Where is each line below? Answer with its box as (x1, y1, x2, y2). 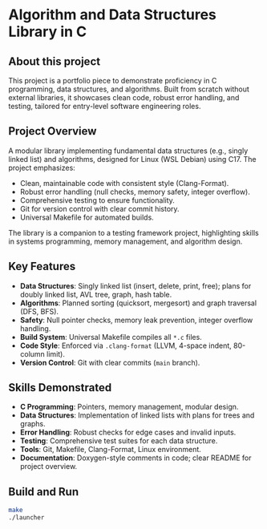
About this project (8, 55, 101, 68)
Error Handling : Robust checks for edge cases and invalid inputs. (19, 427, 237, 438)
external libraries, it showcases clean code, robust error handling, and (8, 93, 240, 102)
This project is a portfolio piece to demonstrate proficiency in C (8, 76, 217, 85)
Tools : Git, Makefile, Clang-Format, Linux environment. (19, 445, 202, 454)
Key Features (8, 260, 76, 273)
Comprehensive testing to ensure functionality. (19, 195, 175, 205)
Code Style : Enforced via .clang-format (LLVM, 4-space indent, (19, 341, 233, 350)
